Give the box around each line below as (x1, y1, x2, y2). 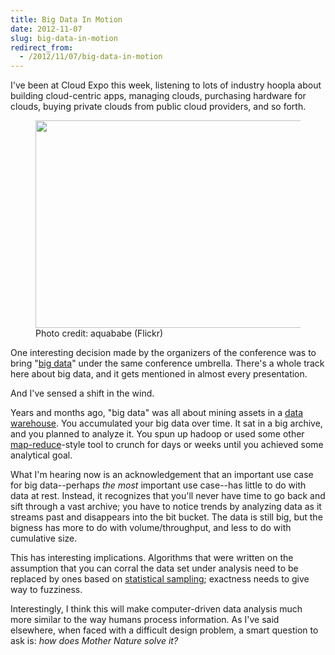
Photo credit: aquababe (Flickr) (35, 327, 164, 340)
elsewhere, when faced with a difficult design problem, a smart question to (10, 624, 319, 636)
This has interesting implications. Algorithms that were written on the (10, 552, 294, 564)
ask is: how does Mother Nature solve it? (10, 635, 179, 647)
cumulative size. (10, 532, 78, 545)
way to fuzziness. (10, 584, 83, 596)
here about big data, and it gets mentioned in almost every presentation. (10, 368, 308, 380)
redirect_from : (10, 42, 74, 53)
